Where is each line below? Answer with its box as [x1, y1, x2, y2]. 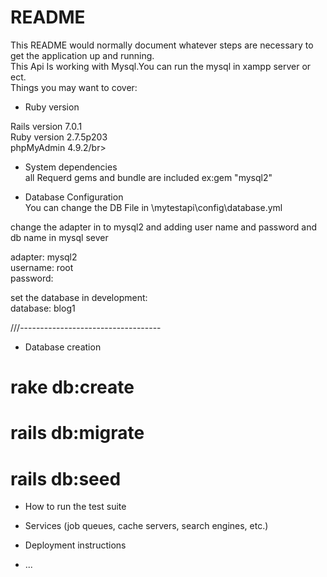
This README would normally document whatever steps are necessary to [10, 39, 314, 51]
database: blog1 [10, 302, 76, 314]
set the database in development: [10, 291, 148, 303]
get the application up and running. [10, 49, 155, 61]
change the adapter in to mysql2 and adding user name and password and [10, 221, 318, 233]
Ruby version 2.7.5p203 [10, 131, 108, 143]
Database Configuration [24, 191, 124, 203]
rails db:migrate [10, 422, 145, 445]
